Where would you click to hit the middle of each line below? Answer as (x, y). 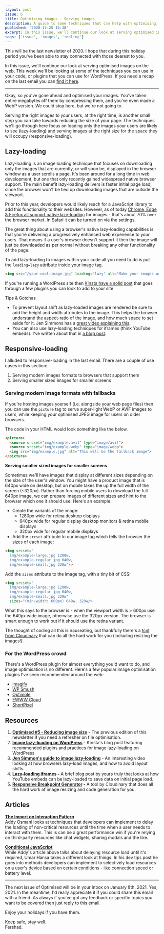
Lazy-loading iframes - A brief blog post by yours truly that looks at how (85, 774)
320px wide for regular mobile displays (59, 531)
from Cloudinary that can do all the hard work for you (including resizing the (81, 635)
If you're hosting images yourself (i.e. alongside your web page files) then (79, 404)
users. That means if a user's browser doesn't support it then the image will (81, 240)
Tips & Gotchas (20, 298)
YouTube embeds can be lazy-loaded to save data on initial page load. (83, 779)
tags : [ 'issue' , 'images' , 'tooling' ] (44, 37)
